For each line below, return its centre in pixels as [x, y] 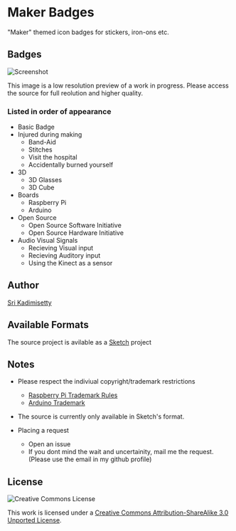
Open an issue [49, 444]
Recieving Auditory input [64, 256]
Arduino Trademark [57, 403]
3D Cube [41, 188]
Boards [28, 195]
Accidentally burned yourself [71, 165]
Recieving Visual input [61, 248]
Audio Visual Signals [48, 241]
